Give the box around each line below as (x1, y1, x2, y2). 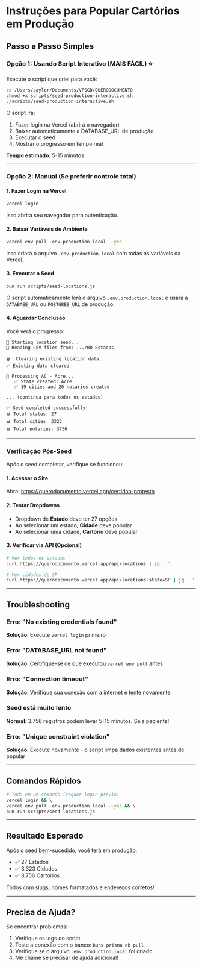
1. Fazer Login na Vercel (6, 187, 67, 195)
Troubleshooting (6, 599, 70, 610)
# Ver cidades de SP (6, 571, 58, 578)
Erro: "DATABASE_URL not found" (6, 646, 107, 654)
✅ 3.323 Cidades (14, 865, 58, 872)
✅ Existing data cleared (6, 363, 70, 369)
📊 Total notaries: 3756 (6, 426, 68, 432)
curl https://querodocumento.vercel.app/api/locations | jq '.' (6, 560, 171, 567)
